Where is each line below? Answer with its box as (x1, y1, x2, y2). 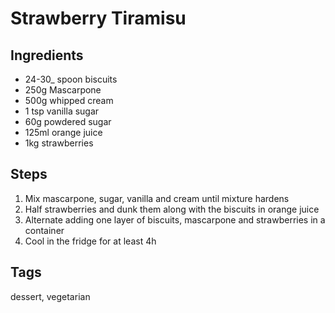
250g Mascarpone (24, 84, 102, 96)
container (24, 224, 65, 236)
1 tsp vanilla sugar (24, 105, 100, 117)
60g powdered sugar (24, 116, 112, 127)
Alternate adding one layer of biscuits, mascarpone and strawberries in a (24, 213, 326, 226)
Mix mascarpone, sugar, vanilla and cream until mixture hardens (24, 192, 290, 204)
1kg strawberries (24, 137, 94, 149)
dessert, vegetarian (10, 290, 91, 302)
